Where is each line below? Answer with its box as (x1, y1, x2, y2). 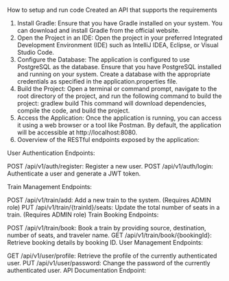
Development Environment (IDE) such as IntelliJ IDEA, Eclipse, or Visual (16, 41, 219, 49)
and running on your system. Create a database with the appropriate (16, 70, 210, 78)
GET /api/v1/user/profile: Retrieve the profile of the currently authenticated (7, 252, 217, 260)
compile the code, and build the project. (16, 106, 130, 114)
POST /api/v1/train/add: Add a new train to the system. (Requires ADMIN (7, 196, 211, 204)
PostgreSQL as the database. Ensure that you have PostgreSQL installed (16, 63, 221, 71)
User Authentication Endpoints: (7, 149, 95, 157)
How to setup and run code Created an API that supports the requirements (7, 6, 217, 14)
